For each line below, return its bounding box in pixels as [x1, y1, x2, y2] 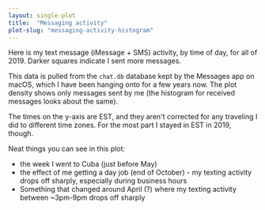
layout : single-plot [8, 11, 77, 20]
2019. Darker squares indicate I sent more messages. [8, 56, 182, 66]
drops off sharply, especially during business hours [19, 176, 187, 186]
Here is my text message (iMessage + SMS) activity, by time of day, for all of [8, 48, 258, 58]
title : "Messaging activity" [8, 19, 108, 27]
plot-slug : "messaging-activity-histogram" [8, 26, 154, 34]
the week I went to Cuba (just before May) [19, 159, 157, 169]
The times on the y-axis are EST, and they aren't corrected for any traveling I [8, 112, 258, 122]
